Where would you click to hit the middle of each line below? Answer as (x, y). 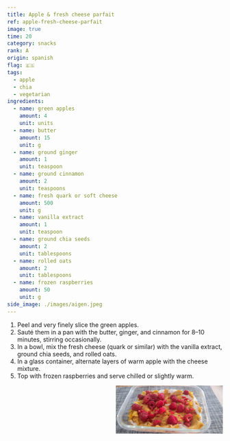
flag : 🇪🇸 (21, 65)
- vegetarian (32, 94)
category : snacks (32, 44)
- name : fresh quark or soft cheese (65, 196)
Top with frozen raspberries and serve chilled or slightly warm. (105, 376)
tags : (15, 72)
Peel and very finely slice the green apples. (78, 325)
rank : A (18, 51)
